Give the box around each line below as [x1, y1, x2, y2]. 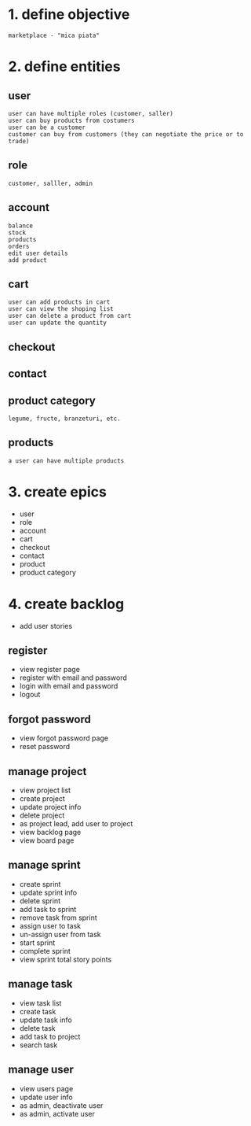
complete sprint [19, 946, 71, 955]
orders [8, 242, 30, 250]
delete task [19, 1023, 56, 1032]
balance [8, 222, 34, 230]
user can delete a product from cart [8, 312, 132, 320]
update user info [19, 1092, 73, 1102]
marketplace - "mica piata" [8, 31, 100, 39]
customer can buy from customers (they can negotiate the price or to [8, 130, 244, 138]
